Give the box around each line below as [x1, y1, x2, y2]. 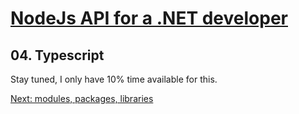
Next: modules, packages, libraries [10, 93, 154, 104]
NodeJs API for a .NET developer [10, 7, 288, 30]
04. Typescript [10, 47, 105, 64]
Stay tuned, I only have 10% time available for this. [10, 73, 218, 85]
